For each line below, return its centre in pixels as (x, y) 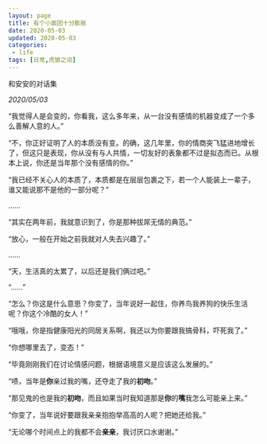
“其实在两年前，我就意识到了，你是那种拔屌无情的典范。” (100, 222)
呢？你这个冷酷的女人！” (48, 313)
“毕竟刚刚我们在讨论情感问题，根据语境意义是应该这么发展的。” (110, 364)
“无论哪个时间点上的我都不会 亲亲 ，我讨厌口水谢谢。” (93, 431)
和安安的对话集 (33, 84)
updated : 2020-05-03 (43, 38)
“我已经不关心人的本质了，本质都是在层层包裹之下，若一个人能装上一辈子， (132, 179)
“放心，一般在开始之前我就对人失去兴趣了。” (79, 239)
